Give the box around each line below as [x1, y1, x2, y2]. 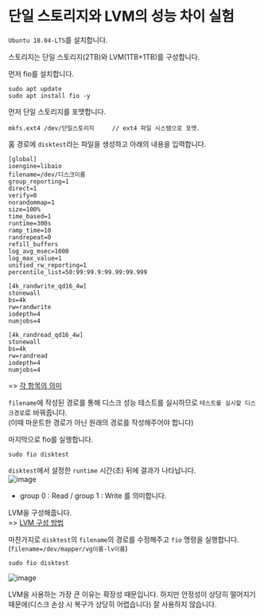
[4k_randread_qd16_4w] [8, 331, 83, 339]
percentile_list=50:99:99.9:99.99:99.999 [8, 268, 148, 276]
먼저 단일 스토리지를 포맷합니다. [8, 107, 107, 116]
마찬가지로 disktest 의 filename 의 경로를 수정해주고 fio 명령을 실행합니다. [8, 535, 239, 544]
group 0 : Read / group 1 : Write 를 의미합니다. [19, 491, 167, 500]
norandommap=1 [8, 198, 56, 206]
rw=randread [8, 351, 48, 359]
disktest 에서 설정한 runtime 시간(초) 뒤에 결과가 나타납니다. [8, 465, 196, 475]
